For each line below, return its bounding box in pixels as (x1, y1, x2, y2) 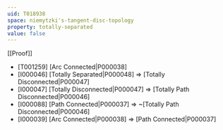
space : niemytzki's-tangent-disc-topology (7, 17, 134, 24)
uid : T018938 (7, 10, 46, 18)
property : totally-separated (7, 23, 93, 30)
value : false (7, 30, 46, 37)
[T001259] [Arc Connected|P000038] (17, 63, 127, 71)
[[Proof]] (7, 49, 33, 58)
